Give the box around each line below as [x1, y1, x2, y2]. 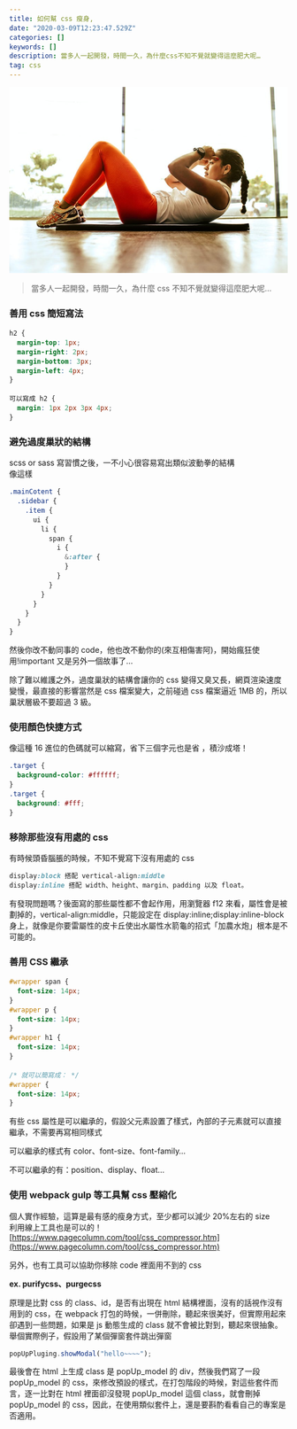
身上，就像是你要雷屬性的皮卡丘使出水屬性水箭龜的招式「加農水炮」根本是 [9, 920, 280, 930]
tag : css [9, 61, 42, 70]
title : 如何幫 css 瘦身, [9, 14, 95, 23]
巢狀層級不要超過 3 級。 [9, 696, 96, 708]
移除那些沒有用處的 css [9, 831, 109, 843]
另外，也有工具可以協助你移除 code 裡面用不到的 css [9, 1259, 202, 1270]
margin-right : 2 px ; [17, 347, 89, 356]
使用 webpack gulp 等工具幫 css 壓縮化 [9, 1189, 177, 1201]
